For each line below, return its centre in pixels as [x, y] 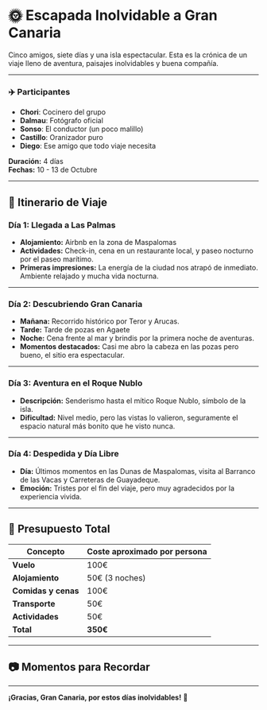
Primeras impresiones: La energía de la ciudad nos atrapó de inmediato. [139, 267]
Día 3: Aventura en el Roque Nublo [75, 383]
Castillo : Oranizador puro [61, 138]
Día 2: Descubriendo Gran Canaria [75, 304]
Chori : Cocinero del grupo [62, 112]
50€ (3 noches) [116, 577]
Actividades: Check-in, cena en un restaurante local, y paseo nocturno [137, 250]
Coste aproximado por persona [147, 551]
